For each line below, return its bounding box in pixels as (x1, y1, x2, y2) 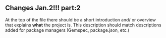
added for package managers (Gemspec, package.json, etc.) (5, 27, 130, 33)
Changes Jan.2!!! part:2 (5, 4, 81, 12)
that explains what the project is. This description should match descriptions (5, 22, 162, 28)
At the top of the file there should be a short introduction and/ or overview (5, 17, 156, 22)
